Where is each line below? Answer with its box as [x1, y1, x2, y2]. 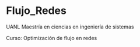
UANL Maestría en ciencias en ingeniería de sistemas [6, 23, 134, 30]
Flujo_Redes [6, 4, 67, 17]
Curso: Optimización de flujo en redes [6, 34, 97, 41]
